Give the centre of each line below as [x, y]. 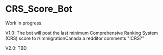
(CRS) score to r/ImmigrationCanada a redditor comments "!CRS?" [75, 38]
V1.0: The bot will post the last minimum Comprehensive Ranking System [82, 33]
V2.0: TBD [16, 48]
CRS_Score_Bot [39, 9]
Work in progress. [24, 23]
